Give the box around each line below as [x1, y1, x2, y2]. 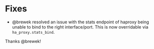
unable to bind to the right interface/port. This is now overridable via [12, 24, 149, 29]
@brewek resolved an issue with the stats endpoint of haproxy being [12, 19, 149, 25]
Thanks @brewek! [5, 38, 41, 44]
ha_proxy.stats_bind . [12, 29, 55, 35]
